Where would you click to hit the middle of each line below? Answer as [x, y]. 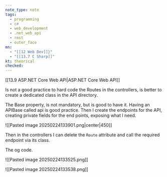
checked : [14, 66]
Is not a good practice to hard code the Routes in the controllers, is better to [83, 90]
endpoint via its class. [28, 140]
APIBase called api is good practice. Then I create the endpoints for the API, [83, 110]
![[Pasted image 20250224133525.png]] [47, 160]
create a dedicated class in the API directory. [51, 95]
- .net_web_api [26, 33]
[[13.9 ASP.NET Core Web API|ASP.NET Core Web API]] [63, 80]
